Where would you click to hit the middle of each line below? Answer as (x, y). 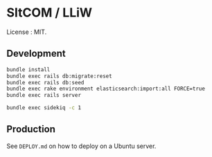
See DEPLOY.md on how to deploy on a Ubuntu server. (81, 146)
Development (36, 54)
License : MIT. (27, 32)
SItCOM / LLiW (50, 13)
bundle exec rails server (44, 95)
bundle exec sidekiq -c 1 (44, 108)
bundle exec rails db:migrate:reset (59, 76)
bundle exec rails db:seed (45, 82)
